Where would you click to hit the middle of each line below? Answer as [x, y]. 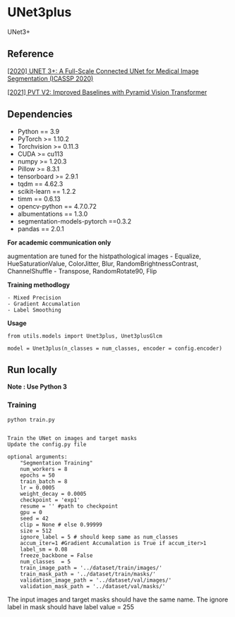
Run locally [32, 370]
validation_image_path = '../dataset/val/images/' [96, 580]
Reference [31, 54]
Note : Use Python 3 [37, 387]
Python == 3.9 [38, 131]
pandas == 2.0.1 [41, 228]
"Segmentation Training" [56, 463]
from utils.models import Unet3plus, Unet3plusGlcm [85, 336]
